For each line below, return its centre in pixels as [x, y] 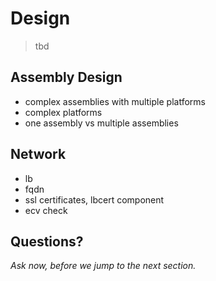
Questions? [47, 241]
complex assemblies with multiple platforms [115, 101]
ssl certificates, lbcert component [94, 199]
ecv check [46, 210]
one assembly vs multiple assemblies [101, 123]
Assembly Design [66, 77]
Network [38, 154]
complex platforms [63, 112]
